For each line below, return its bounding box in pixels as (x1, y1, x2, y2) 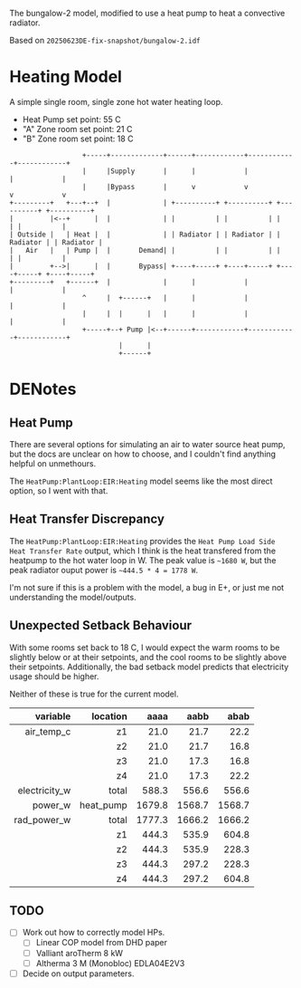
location (91, 710, 128, 723)
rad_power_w (14, 813, 71, 826)
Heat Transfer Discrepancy (9, 512, 165, 527)
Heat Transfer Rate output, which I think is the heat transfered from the (9, 545, 277, 556)
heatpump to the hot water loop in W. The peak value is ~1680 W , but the (9, 554, 277, 565)
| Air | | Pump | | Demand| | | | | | (9, 245, 281, 254)
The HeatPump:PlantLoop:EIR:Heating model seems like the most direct (9, 475, 273, 486)
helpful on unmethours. (9, 457, 97, 469)
